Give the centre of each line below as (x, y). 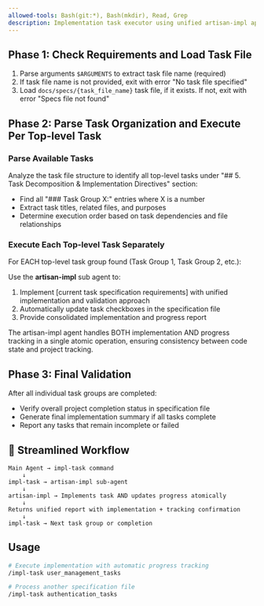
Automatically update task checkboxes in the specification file (120, 309)
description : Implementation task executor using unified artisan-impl (128, 23)
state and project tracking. (51, 349)
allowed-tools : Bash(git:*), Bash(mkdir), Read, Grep (98, 15)
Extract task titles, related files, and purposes (93, 207)
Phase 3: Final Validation (70, 374)
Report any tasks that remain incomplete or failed (99, 426)
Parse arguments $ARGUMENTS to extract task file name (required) (123, 74)
